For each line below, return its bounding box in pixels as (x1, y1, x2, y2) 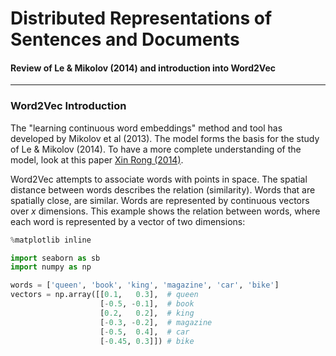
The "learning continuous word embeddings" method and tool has (10, 122, 283, 134)
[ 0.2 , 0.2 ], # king (99, 308, 195, 318)
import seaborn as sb (10, 253, 101, 263)
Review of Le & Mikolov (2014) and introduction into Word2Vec (10, 62, 277, 74)
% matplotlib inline (10, 235, 92, 245)
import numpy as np (10, 262, 92, 272)
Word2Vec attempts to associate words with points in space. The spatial (10, 173, 308, 185)
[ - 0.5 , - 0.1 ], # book (99, 299, 195, 309)
